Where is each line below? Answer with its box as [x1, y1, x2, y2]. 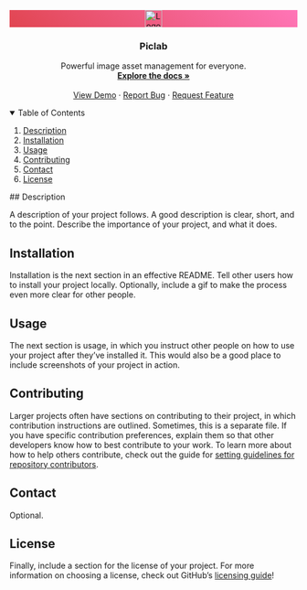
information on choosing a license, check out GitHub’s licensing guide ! [9, 570, 275, 581]
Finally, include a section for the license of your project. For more [9, 560, 255, 572]
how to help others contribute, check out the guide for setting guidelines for [9, 449, 295, 460]
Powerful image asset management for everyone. [60, 60, 247, 71]
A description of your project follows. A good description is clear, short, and [9, 209, 295, 220]
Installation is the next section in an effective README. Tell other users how [9, 270, 294, 281]
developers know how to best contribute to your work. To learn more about [9, 439, 292, 450]
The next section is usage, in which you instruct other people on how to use [9, 339, 295, 350]
